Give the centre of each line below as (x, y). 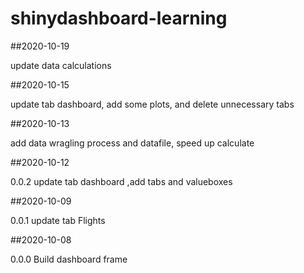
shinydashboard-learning (119, 18)
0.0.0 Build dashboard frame (69, 259)
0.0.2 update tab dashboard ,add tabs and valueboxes (121, 181)
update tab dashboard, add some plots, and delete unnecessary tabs (152, 104)
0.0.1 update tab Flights (58, 220)
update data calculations (61, 65)
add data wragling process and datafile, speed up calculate (132, 143)
